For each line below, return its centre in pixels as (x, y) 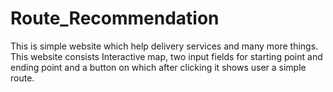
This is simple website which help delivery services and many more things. (164, 46)
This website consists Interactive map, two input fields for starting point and (166, 56)
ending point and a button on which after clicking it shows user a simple (158, 67)
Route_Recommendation (115, 18)
